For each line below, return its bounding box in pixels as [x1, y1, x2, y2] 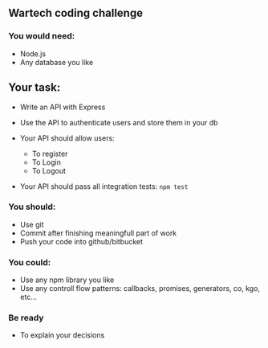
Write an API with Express [19, 102, 106, 112]
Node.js [19, 48, 47, 59]
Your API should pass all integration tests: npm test [19, 181, 189, 191]
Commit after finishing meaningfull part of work [19, 228, 177, 238]
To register [31, 149, 68, 158]
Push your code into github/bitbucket [19, 236, 143, 246]
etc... [19, 293, 38, 302]
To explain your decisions [19, 330, 105, 340]
